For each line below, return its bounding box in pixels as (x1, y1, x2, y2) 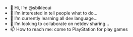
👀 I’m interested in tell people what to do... (10, 10, 98, 16)
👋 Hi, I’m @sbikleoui (10, 5, 52, 10)
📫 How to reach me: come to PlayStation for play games (10, 26, 128, 32)
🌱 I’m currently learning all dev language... (10, 15, 98, 21)
